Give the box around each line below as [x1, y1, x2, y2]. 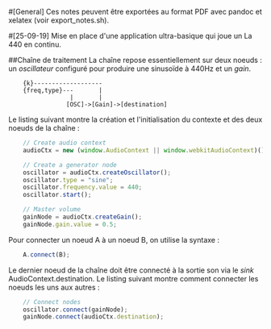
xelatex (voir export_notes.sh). [8, 15, 110, 25]
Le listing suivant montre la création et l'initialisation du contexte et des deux [8, 115, 263, 124]
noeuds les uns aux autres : [8, 282, 100, 292]
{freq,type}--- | [23, 86, 103, 94]
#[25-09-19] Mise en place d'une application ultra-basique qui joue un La [8, 31, 252, 40]
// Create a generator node [23, 160, 117, 169]
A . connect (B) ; [23, 250, 70, 259]
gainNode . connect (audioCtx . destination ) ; [23, 313, 164, 321]
